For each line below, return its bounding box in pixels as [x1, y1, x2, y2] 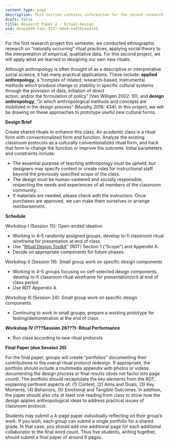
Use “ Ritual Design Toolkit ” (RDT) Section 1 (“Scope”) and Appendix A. [12, 244, 159, 250]
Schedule [5, 213, 26, 219]
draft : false [5, 17, 33, 22]
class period [12, 279, 39, 285]
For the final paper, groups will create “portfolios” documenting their [5, 354, 147, 360]
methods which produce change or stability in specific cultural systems [5, 82, 154, 89]
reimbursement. [12, 203, 46, 209]
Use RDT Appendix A [12, 285, 57, 291]
